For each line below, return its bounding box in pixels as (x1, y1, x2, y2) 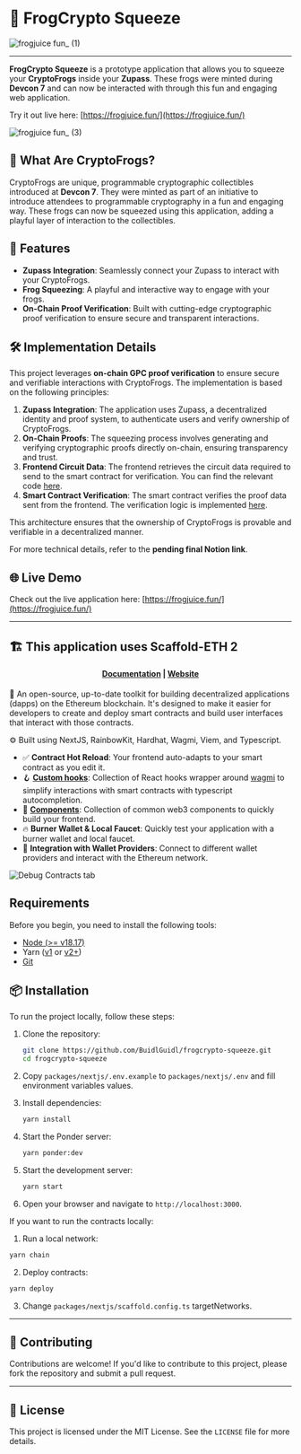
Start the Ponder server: (21, 1131, 112, 1143)
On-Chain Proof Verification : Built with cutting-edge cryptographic (21, 302, 271, 313)
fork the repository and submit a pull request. (9, 1368, 176, 1379)
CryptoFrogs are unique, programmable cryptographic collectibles (9, 177, 254, 188)
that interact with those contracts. (9, 717, 134, 728)
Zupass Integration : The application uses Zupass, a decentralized (21, 404, 267, 416)
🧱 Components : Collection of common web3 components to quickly (21, 803, 275, 815)
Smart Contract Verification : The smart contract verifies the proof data (21, 490, 287, 501)
